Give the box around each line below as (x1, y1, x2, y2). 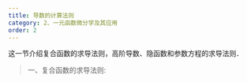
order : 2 (8, 26, 37, 34)
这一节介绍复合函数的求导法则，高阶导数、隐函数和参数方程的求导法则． (8, 49, 243, 58)
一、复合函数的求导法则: (27, 65, 107, 75)
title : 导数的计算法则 (8, 11, 75, 20)
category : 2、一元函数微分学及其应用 (8, 19, 118, 27)
